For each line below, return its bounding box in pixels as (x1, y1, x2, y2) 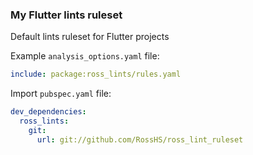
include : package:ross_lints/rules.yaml (10, 69, 182, 80)
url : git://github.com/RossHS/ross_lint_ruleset (36, 134, 244, 145)
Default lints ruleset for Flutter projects (10, 31, 170, 43)
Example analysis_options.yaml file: (10, 50, 160, 62)
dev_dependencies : (10, 107, 87, 117)
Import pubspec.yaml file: (10, 88, 112, 100)
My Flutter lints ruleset (10, 8, 123, 22)
